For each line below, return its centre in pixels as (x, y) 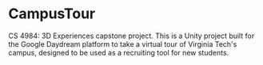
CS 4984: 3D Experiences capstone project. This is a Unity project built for (131, 36)
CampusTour (52, 14)
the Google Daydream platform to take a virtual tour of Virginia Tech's (123, 44)
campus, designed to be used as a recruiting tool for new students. (119, 52)
